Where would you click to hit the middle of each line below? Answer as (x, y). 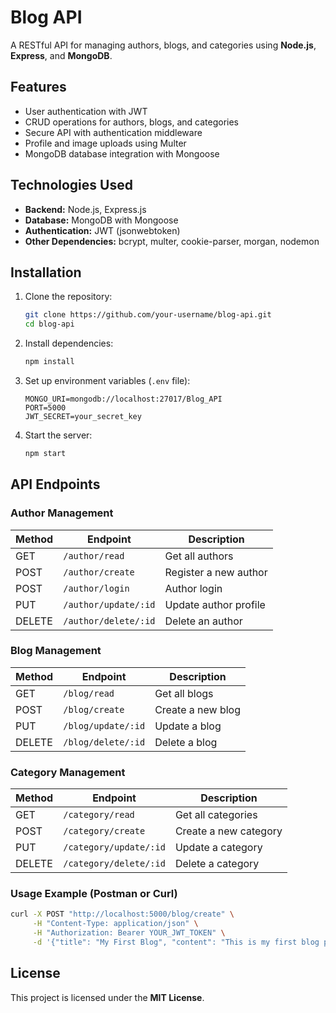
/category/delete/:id (114, 864)
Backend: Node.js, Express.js (85, 209)
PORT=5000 (45, 408)
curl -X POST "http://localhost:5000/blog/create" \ (122, 914)
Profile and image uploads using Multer (105, 143)
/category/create (104, 831)
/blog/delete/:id (104, 742)
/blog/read (89, 693)
